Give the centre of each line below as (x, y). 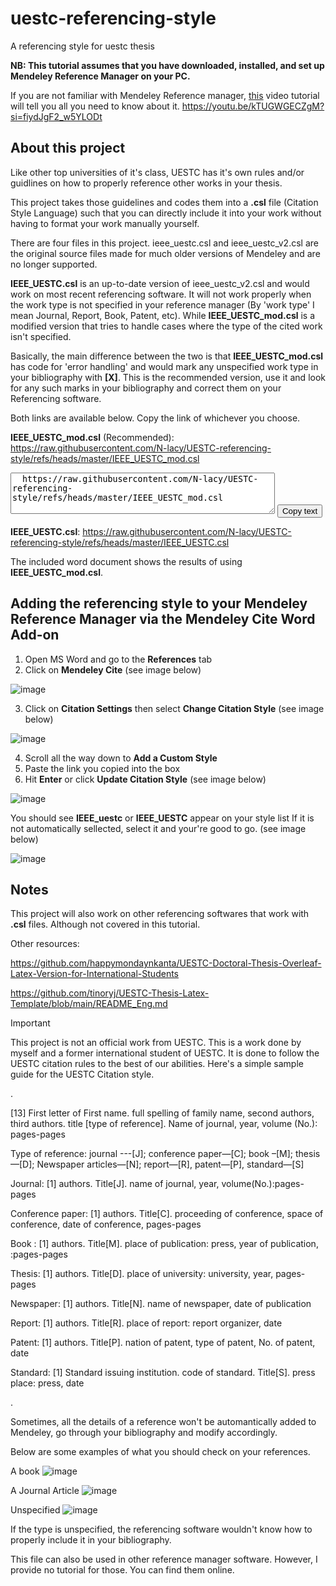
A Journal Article (45, 1491)
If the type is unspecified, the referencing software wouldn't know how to (161, 1529)
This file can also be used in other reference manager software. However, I (164, 1559)
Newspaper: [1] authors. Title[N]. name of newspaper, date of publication (161, 1304)
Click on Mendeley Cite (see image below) (113, 669)
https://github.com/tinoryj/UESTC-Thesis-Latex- (110, 993)
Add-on (35, 635)
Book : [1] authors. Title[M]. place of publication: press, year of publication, (164, 1244)
